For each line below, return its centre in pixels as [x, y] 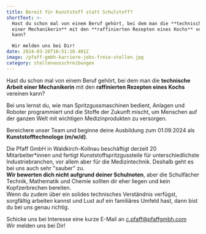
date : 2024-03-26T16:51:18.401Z [48, 52]
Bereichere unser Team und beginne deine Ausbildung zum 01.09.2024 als [101, 130]
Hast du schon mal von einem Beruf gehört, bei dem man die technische [98, 80]
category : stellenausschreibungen [51, 63]
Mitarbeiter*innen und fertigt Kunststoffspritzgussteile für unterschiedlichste [103, 155]
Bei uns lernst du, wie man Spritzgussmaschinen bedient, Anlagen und [96, 105]
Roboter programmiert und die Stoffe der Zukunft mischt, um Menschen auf [102, 111]
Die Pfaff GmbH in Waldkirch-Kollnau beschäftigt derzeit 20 [82, 148]
